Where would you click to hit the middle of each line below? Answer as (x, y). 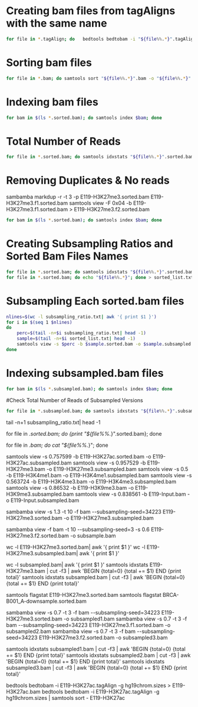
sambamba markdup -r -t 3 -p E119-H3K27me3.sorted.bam (78, 197)
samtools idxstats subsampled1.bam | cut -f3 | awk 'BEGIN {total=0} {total (96, 649)
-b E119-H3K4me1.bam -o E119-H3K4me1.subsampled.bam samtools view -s (99, 475)
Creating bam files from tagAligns (91, 11)
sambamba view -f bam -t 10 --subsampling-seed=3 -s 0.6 (78, 529)
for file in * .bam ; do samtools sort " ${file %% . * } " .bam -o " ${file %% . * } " (99, 78)
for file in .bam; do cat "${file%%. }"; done (57, 445)
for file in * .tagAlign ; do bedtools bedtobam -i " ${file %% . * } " (89, 39)
